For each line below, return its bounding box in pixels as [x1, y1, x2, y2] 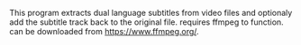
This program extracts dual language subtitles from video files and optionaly [9, 8, 293, 18]
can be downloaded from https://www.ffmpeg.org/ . [9, 26, 200, 36]
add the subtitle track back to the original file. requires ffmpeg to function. [9, 17, 284, 27]
